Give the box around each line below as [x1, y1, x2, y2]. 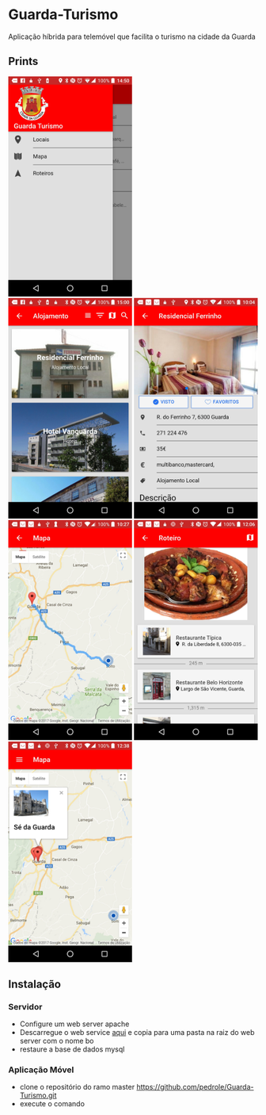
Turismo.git [19, 1090, 57, 1100]
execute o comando [19, 1099, 85, 1109]
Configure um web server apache [19, 1019, 130, 1029]
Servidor [8, 1001, 43, 1012]
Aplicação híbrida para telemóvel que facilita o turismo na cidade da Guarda [8, 32, 256, 41]
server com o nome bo [19, 1036, 94, 1046]
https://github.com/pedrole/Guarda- [136, 1082, 254, 1092]
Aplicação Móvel [8, 1064, 74, 1075]
